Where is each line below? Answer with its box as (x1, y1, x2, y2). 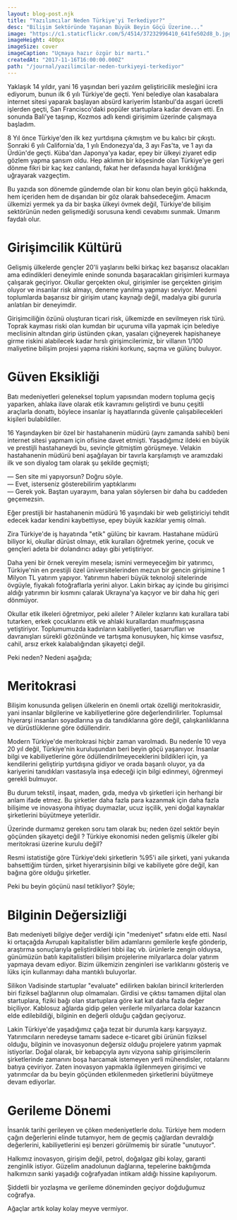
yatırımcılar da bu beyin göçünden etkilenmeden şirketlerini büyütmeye (7, 1070, 214, 1079)
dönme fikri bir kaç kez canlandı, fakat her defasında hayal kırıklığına (7, 163, 207, 172)
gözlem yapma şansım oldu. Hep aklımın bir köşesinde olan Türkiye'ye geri (7, 156, 224, 165)
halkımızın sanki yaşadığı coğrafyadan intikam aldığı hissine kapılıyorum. (7, 1170, 217, 1178)
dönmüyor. (7, 596, 39, 604)
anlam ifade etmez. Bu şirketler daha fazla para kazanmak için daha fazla (7, 796, 220, 805)
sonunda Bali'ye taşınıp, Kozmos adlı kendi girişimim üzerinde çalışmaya (7, 112, 217, 121)
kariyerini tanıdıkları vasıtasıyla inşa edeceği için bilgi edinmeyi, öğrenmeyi (7, 767, 224, 776)
